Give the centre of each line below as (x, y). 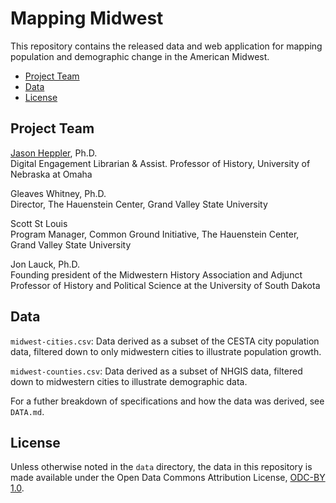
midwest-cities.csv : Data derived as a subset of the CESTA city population (165, 341)
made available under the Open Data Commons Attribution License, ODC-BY (168, 478)
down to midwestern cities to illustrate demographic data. (129, 381)
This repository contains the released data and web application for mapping (166, 46)
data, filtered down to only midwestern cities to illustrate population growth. (166, 351)
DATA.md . (27, 411)
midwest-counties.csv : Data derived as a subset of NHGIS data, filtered (156, 371)
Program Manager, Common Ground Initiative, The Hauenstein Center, (155, 234)
